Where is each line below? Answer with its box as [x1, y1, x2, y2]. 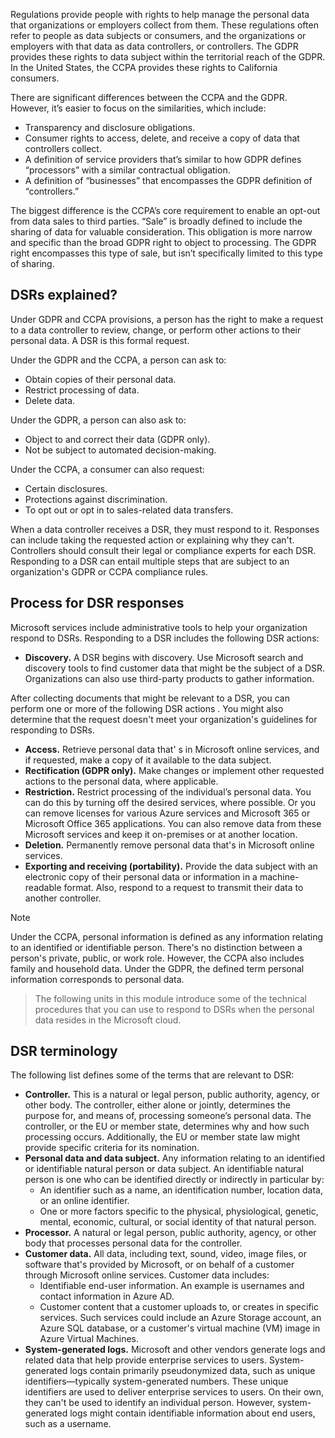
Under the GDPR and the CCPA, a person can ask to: [10, 354, 227, 366]
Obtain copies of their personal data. [24, 373, 177, 385]
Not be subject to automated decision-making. [24, 444, 217, 456]
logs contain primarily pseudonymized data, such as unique [69, 1365, 316, 1377]
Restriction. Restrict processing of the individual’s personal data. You [24, 785, 312, 798]
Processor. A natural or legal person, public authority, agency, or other [24, 1227, 317, 1239]
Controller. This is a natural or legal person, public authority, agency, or [24, 1089, 320, 1101]
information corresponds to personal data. [10, 973, 185, 985]
